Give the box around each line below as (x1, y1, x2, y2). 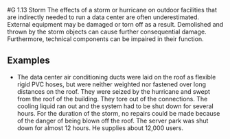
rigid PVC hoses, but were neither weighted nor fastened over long (16, 80, 206, 88)
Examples (7, 55, 50, 66)
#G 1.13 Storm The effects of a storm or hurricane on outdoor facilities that (7, 6, 218, 14)
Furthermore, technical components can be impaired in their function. (7, 35, 204, 43)
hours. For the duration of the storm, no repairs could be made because (16, 109, 220, 117)
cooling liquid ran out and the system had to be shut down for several (16, 102, 214, 110)
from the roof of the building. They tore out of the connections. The (16, 94, 208, 103)
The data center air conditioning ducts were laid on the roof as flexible (16, 73, 216, 81)
